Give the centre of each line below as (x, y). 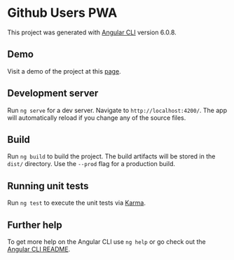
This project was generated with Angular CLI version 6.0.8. (92, 32)
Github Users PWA (62, 13)
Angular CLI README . (39, 249)
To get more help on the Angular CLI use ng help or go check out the (106, 242)
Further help (35, 225)
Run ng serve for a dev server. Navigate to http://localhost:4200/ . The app (117, 110)
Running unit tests (48, 186)
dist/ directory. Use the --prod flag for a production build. (91, 164)
